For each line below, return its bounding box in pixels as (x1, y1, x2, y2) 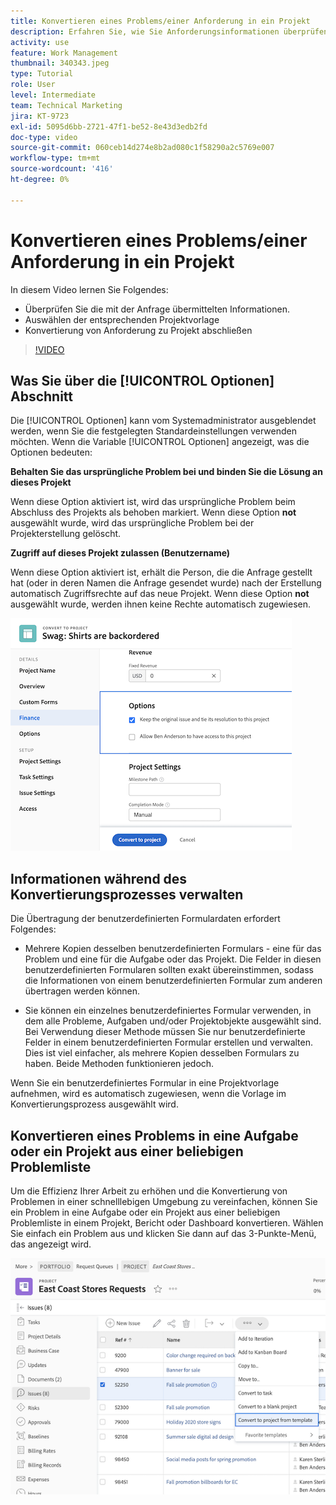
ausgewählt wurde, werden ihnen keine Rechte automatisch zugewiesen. (10, 598, 311, 610)
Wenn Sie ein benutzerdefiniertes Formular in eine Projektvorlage (10, 1077, 280, 1089)
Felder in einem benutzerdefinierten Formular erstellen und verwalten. (24, 1036, 314, 1049)
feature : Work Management (10, 48, 118, 58)
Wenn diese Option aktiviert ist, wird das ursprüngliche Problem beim (10, 496, 296, 508)
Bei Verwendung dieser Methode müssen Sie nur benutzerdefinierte (24, 1026, 306, 1038)
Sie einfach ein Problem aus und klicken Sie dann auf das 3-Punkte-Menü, (10, 1228, 317, 1239)
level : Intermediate (10, 90, 97, 100)
